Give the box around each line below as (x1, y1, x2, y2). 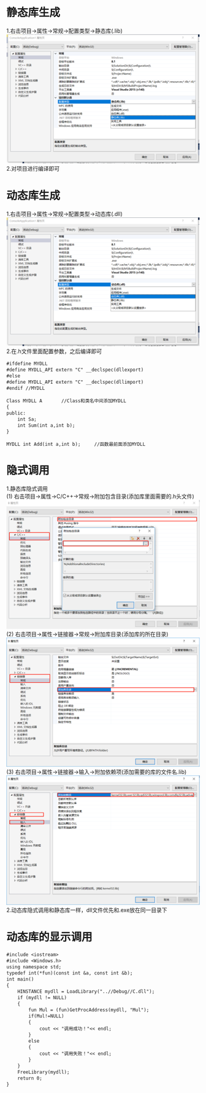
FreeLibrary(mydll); (17, 1069, 70, 1075)
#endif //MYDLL (6, 385, 45, 392)
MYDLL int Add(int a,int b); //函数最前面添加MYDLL (6, 441, 146, 448)
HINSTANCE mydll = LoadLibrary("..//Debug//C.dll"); (17, 988, 155, 995)
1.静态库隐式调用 (6, 485, 48, 492)
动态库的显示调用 (6, 930, 93, 944)
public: (6, 410, 26, 416)
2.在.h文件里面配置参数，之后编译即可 (6, 348, 102, 355)
